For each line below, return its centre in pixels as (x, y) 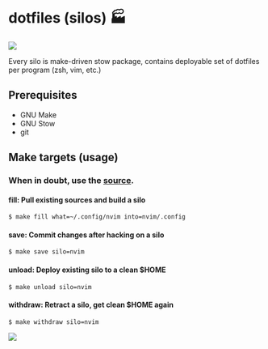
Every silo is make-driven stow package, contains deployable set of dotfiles (134, 61)
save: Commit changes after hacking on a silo (86, 235)
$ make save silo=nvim (46, 252)
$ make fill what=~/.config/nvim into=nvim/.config (97, 217)
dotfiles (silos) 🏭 (67, 18)
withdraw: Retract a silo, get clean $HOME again (91, 305)
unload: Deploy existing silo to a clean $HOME (87, 270)
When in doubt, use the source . (71, 181)
